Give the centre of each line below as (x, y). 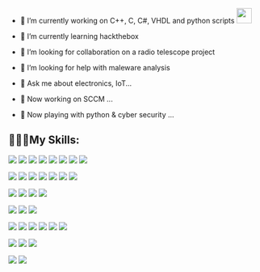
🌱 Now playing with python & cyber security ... (97, 115)
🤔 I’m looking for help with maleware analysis (95, 68)
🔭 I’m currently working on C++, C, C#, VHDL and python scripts (127, 21)
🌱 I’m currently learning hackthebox (79, 36)
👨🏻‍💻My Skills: (44, 140)
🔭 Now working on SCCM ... (66, 99)
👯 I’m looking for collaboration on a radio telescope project (117, 52)
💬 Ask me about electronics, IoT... (76, 83)
